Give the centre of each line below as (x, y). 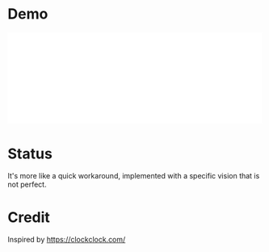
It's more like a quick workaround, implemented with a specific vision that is (134, 176)
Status (30, 153)
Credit (29, 217)
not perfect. (27, 185)
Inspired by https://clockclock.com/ (67, 240)
